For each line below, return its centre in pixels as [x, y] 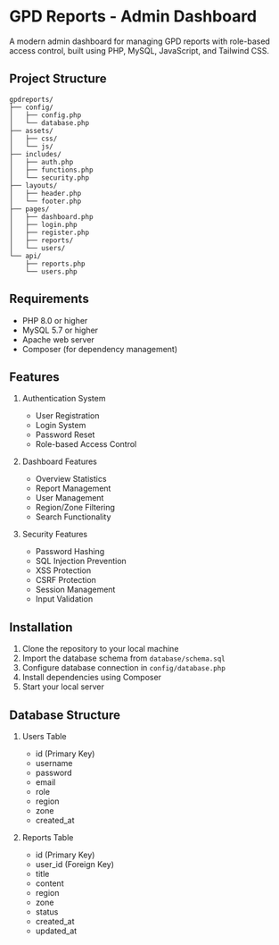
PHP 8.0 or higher [55, 320]
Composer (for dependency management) [100, 349]
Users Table [44, 736]
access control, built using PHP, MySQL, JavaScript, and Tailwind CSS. [139, 50]
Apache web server [58, 339]
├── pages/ [29, 209]
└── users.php [51, 271]
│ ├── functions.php [51, 170]
